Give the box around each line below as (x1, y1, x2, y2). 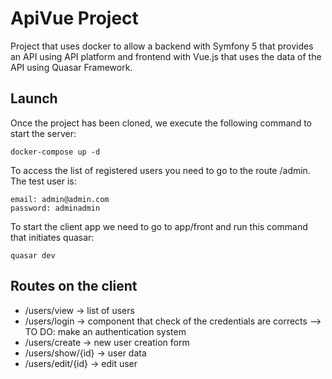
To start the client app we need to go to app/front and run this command (10, 220, 308, 232)
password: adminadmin (10, 203, 101, 213)
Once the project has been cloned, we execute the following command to (10, 117, 312, 129)
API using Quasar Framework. (10, 61, 133, 73)
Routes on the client (10, 278, 138, 295)
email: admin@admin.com (10, 194, 110, 204)
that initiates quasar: (10, 231, 95, 243)
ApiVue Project (10, 7, 139, 30)
